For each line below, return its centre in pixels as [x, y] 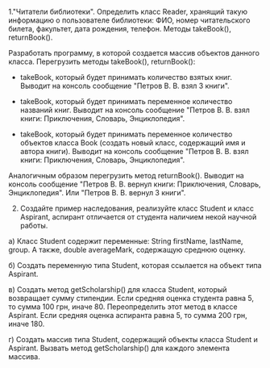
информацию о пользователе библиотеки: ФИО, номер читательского [129, 20]
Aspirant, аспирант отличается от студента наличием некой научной [138, 217]
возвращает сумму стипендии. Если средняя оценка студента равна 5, [131, 298]
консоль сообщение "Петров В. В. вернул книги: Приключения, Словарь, [135, 184]
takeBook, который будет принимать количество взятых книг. [126, 77]
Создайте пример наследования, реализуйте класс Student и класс [137, 208]
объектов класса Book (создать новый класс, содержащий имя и [133, 143]
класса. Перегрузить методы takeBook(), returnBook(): [102, 61]
